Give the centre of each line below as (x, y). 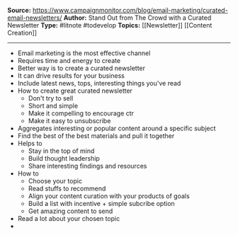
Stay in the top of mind (61, 151)
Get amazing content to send (70, 211)
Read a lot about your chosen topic (69, 218)
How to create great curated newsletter (75, 91)
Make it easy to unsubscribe (69, 121)
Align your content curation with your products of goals (109, 196)
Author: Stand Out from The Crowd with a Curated (137, 18)
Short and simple (53, 106)
